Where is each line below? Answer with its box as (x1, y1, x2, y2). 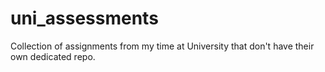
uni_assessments (10, 7, 159, 30)
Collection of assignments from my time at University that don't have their (10, 40, 315, 52)
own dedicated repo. (10, 50, 96, 62)
